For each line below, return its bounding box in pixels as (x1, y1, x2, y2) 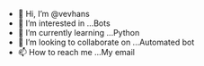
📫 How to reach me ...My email (17, 47, 135, 57)
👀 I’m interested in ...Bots (17, 18, 111, 29)
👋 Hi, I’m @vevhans (17, 9, 90, 19)
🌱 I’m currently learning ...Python (17, 28, 140, 37)
